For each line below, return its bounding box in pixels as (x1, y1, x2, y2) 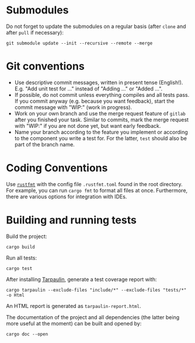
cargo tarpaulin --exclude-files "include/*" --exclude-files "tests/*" (6, 287, 187, 293)
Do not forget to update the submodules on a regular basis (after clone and (6, 23, 186, 30)
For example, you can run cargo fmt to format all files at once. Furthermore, (6, 187, 188, 194)
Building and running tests (6, 213, 137, 226)
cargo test (6, 265, 33, 271)
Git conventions (6, 60, 85, 73)
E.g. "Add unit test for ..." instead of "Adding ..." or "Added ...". (14, 85, 163, 92)
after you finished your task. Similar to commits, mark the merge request (14, 116, 189, 123)
